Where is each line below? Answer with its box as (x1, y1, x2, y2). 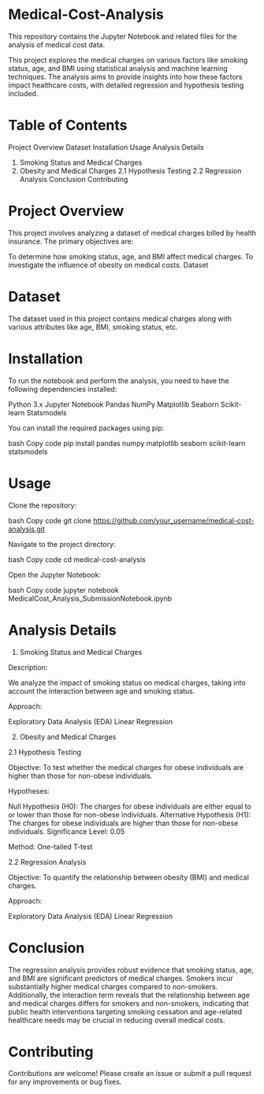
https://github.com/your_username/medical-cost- (93, 515, 255, 525)
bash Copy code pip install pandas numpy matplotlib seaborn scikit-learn (8, 438, 246, 448)
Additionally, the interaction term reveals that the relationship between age (8, 990, 251, 999)
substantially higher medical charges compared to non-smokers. (8, 981, 218, 991)
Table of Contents (8, 117, 128, 135)
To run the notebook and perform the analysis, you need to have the (8, 376, 230, 385)
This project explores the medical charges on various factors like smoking (8, 55, 248, 65)
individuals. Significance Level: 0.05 (8, 826, 125, 836)
